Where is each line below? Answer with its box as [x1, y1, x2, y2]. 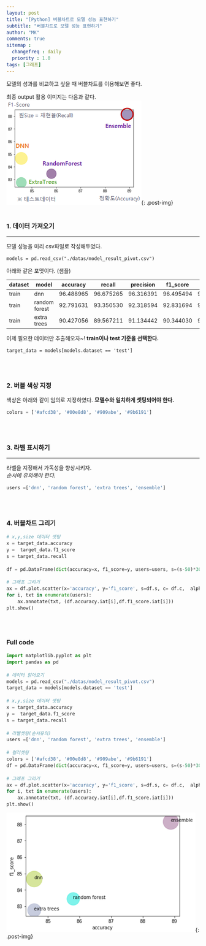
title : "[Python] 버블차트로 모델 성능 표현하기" [6, 16, 119, 23]
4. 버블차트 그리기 [6, 519, 56, 527]
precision [131, 281, 155, 288]
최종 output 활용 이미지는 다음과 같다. [6, 93, 96, 101]
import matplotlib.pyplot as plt [6, 653, 92, 659]
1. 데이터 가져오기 [6, 221, 55, 230]
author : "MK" [6, 29, 40, 36]
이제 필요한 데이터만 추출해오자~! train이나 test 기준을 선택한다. [6, 334, 159, 341]
